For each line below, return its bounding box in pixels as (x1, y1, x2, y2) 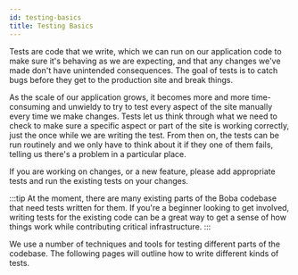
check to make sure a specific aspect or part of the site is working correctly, (9, 120, 290, 130)
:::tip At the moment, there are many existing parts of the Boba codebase (9, 193, 277, 204)
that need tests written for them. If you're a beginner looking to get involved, (9, 202, 290, 212)
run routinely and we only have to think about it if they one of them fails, (9, 139, 274, 150)
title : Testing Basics (9, 21, 94, 30)
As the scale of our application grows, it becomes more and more (9, 91, 250, 103)
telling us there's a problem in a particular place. (9, 148, 187, 159)
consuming (9, 101, 51, 112)
